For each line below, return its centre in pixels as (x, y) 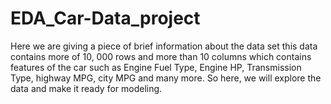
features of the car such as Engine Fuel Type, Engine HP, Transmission (156, 67)
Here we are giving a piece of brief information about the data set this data (164, 46)
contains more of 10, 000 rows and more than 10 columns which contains (161, 56)
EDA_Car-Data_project (105, 18)
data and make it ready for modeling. (86, 88)
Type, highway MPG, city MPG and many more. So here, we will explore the (166, 78)
